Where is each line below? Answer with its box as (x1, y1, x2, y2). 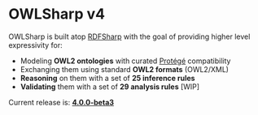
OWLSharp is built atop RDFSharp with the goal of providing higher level (8, 32, 251, 41)
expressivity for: (8, 40, 63, 49)
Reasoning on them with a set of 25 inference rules (20, 73, 195, 83)
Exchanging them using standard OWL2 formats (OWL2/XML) (20, 64, 230, 74)
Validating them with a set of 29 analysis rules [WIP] (20, 82, 200, 92)
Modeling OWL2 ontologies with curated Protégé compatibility (20, 56, 231, 66)
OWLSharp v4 (8, 5, 106, 23)
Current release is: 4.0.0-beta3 (8, 97, 115, 107)
